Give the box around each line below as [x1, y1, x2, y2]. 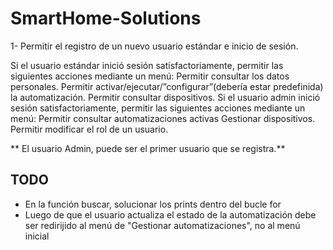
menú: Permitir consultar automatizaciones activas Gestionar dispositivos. [10, 112, 316, 124]
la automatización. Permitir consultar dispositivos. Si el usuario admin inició [10, 91, 321, 103]
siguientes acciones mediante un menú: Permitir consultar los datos [10, 70, 290, 82]
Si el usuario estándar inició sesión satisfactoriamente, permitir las [10, 59, 284, 71]
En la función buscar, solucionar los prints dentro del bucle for [24, 198, 282, 210]
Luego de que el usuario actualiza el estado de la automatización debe [24, 208, 317, 221]
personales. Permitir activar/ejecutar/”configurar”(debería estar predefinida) [10, 80, 324, 92]
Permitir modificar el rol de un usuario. [10, 123, 169, 135]
